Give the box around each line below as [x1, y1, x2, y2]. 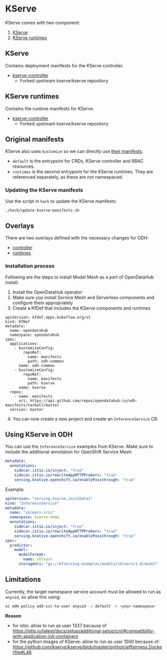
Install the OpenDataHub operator [12, 289, 83, 295]
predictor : [10, 543, 33, 548]
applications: [10, 341, 39, 346]
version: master [10, 407, 44, 412]
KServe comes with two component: [5, 20, 80, 26]
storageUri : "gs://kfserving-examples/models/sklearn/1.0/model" [18, 562, 158, 567]
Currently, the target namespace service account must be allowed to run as [5, 588, 161, 595]
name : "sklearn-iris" [10, 510, 55, 515]
